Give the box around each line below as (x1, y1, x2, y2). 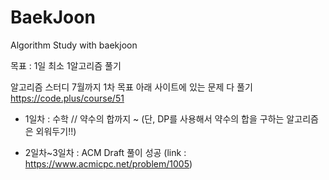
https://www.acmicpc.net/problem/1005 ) (24, 157, 193, 170)
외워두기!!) (35, 125, 77, 137)
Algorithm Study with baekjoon (10, 39, 138, 51)
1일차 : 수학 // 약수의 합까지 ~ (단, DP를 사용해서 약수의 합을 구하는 (24, 112, 285, 125)
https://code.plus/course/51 (10, 92, 125, 104)
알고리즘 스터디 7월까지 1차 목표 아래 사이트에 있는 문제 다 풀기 (10, 81, 253, 93)
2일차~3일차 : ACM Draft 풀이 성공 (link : (24, 146, 187, 158)
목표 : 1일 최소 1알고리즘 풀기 (10, 59, 122, 71)
